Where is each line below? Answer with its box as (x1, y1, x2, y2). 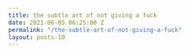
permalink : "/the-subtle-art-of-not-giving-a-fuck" (8, 26, 182, 34)
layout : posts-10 (8, 33, 66, 41)
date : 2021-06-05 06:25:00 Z (8, 19, 104, 26)
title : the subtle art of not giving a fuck (8, 11, 157, 19)
